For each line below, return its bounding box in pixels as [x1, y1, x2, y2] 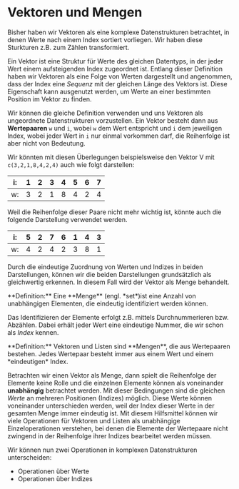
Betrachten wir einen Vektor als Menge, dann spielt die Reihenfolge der [7, 370, 217, 379]
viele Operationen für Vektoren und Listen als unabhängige [7, 416, 180, 425]
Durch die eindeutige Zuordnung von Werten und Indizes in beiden [7, 262, 203, 271]
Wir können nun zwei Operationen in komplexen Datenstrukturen [7, 445, 198, 454]
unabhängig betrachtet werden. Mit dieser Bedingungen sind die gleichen [7, 386, 225, 395]
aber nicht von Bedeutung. [7, 138, 86, 147]
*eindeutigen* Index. [7, 357, 68, 366]
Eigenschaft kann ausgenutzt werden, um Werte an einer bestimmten [7, 87, 211, 96]
